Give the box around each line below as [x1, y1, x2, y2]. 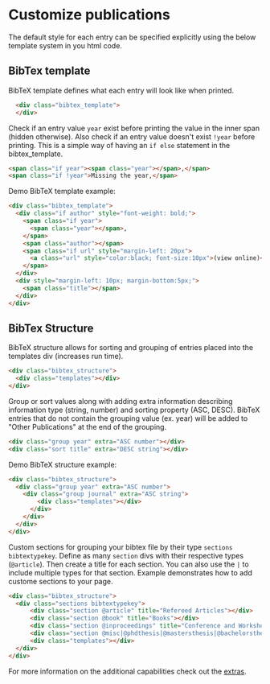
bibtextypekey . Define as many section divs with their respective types [8, 550, 243, 560]
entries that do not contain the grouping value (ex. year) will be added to [8, 413, 248, 423]
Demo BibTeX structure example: [8, 459, 117, 469]
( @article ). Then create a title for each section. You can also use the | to [8, 559, 249, 569]
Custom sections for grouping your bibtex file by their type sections [8, 542, 233, 552]
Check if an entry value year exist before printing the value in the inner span [8, 123, 260, 133]
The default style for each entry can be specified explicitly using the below [8, 32, 256, 42]
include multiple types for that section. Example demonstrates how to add [8, 567, 253, 577]
